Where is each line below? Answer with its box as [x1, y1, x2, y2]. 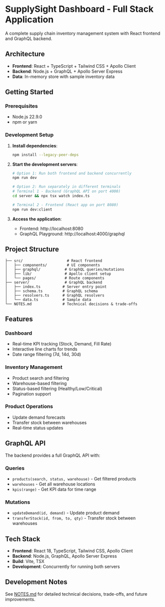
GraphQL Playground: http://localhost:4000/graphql [19, 231, 125, 237]
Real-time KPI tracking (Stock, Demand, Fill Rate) [12, 341, 112, 347]
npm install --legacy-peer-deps [12, 152, 79, 157]
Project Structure [5, 245, 59, 254]
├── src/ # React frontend [5, 258, 102, 263]
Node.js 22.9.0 [12, 114, 43, 120]
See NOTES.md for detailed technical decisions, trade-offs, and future [5, 591, 148, 597]
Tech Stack [5, 535, 40, 543]
